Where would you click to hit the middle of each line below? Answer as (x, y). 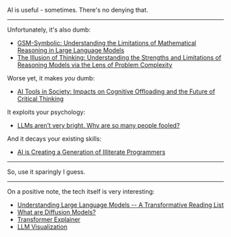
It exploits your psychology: (46, 112)
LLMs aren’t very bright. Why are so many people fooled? (98, 125)
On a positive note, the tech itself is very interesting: (81, 191)
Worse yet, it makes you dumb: (51, 78)
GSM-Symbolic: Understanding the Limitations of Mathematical (107, 43)
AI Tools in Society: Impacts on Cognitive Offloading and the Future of (116, 91)
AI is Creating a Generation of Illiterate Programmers (91, 152)
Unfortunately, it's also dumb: (49, 30)
